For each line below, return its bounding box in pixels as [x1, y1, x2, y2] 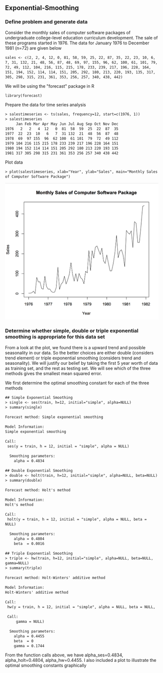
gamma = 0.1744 [14, 643, 45, 648]
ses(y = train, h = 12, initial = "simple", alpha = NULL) [7, 444, 130, 449]
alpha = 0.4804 [14, 536, 45, 541]
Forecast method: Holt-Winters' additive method [5, 575, 106, 580]
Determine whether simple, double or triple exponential [5, 327, 139, 334]
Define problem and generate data [5, 19, 88, 25]
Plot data [5, 159, 23, 165]
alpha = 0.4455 [14, 634, 45, 638]
